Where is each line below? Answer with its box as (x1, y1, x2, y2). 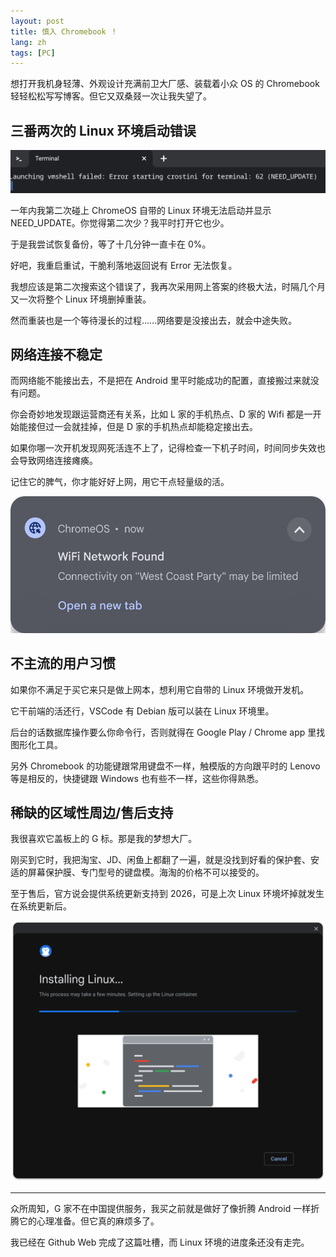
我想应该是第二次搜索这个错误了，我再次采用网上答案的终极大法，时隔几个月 (10, 280, 326, 292)
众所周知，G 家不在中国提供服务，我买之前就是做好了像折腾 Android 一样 (10, 1202, 312, 1214)
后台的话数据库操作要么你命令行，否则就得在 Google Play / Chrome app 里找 (10, 726, 326, 738)
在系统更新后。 (10, 900, 72, 912)
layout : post (10, 16, 65, 26)
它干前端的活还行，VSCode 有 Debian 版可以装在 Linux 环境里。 (10, 705, 275, 717)
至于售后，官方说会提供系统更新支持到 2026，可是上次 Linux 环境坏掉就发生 (10, 888, 325, 900)
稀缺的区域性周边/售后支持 (10, 804, 174, 821)
